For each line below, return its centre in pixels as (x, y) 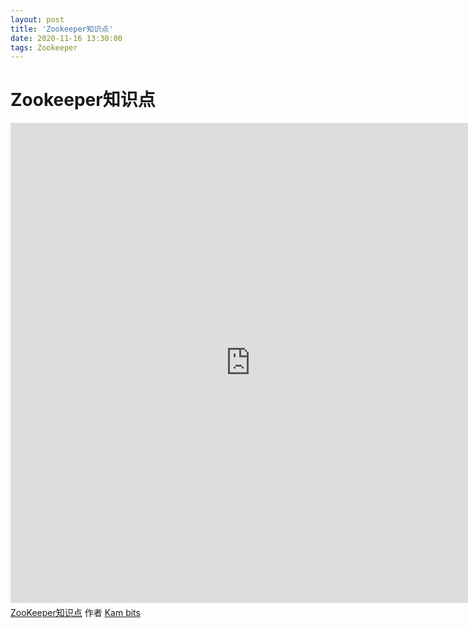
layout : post (37, 19)
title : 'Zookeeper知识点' (62, 29)
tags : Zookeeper (44, 47)
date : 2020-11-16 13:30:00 (66, 38)
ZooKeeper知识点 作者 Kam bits (75, 613)
